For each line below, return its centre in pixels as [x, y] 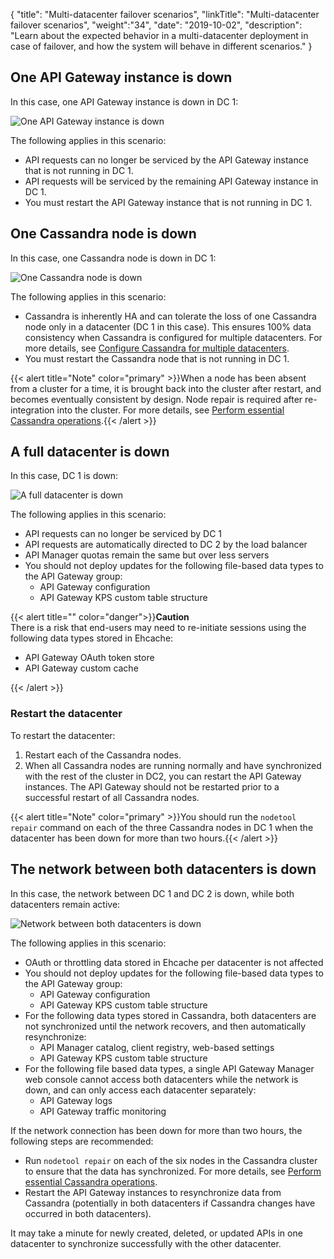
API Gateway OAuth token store [89, 658]
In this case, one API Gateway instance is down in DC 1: [124, 101]
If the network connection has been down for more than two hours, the [156, 1130]
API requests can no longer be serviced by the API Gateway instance [166, 160]
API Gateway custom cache [81, 668]
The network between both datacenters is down [163, 869]
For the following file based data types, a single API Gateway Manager [169, 1068]
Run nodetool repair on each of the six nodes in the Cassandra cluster [171, 1160]
